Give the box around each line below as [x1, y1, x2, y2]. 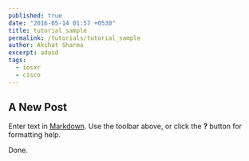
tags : [8, 57, 26, 65]
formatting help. [8, 130, 61, 139]
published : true [8, 11, 62, 20]
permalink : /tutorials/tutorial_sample [8, 33, 141, 42]
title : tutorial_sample [8, 26, 88, 34]
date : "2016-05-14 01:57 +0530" [8, 19, 116, 27]
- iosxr [15, 64, 41, 72]
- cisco [15, 71, 41, 79]
